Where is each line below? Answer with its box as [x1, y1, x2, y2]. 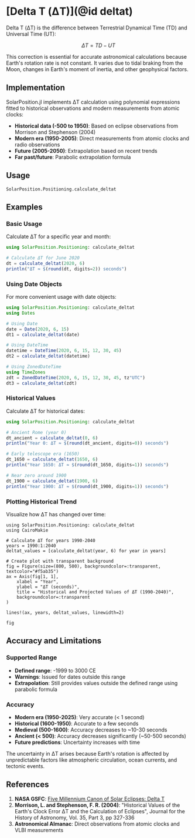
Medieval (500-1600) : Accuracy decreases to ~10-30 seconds [14, 726, 167, 733]
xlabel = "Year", [16, 579, 59, 585]
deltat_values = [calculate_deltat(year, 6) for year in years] [6, 547, 166, 554]
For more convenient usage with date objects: [6, 293, 117, 301]
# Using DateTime [6, 342, 49, 348]
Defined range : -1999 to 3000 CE [14, 667, 97, 674]
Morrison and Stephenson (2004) [14, 128, 96, 135]
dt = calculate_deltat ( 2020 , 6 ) [6, 261, 85, 266]
